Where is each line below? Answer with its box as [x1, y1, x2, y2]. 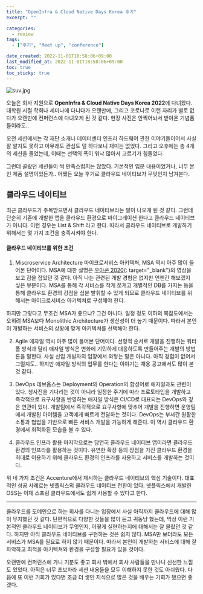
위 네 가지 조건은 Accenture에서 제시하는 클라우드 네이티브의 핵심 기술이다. [6, 474, 184, 481]
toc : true [6, 64, 31, 70]
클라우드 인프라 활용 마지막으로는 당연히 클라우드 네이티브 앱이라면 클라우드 [14, 439, 193, 446]
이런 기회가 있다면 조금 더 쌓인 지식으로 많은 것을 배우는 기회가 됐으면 [24, 573, 187, 581]
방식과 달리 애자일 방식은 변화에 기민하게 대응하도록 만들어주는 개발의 [21, 345, 185, 352]
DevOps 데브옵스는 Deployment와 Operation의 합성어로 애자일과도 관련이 [14, 380, 192, 387]
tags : [6, 37, 20, 43]
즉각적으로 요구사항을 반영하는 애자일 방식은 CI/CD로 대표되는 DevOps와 [14, 395, 187, 402]
